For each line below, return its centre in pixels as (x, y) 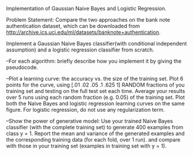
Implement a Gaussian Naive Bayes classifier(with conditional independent (96, 44)
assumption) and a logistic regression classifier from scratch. (80, 50)
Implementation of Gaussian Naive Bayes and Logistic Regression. (86, 8)
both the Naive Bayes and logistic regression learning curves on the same (96, 104)
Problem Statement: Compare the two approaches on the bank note (88, 20)
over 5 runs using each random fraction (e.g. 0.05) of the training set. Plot (96, 97)
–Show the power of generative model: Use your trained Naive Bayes (90, 121)
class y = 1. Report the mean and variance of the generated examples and (96, 133)
